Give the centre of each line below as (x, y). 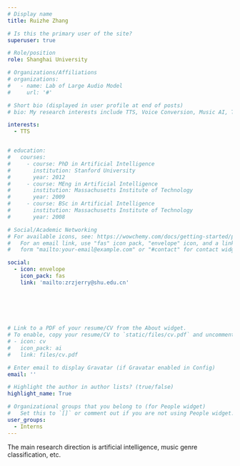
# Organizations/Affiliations (52, 73)
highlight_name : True (40, 394)
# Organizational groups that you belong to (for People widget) (106, 407)
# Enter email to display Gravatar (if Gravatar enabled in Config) (111, 368)
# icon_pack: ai (35, 348)
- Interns (28, 426)
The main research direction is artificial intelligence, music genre (102, 447)
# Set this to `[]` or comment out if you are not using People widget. (121, 413)
